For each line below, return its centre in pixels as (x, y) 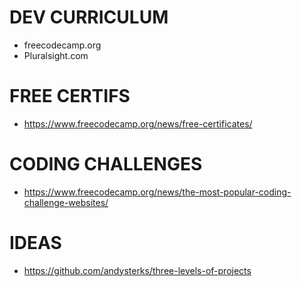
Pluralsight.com (56, 55)
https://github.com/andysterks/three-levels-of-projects (137, 270)
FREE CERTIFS (70, 96)
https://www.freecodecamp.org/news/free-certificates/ (138, 123)
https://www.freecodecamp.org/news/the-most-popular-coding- (157, 192)
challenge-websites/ (66, 202)
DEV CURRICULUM (89, 17)
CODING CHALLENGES (106, 164)
